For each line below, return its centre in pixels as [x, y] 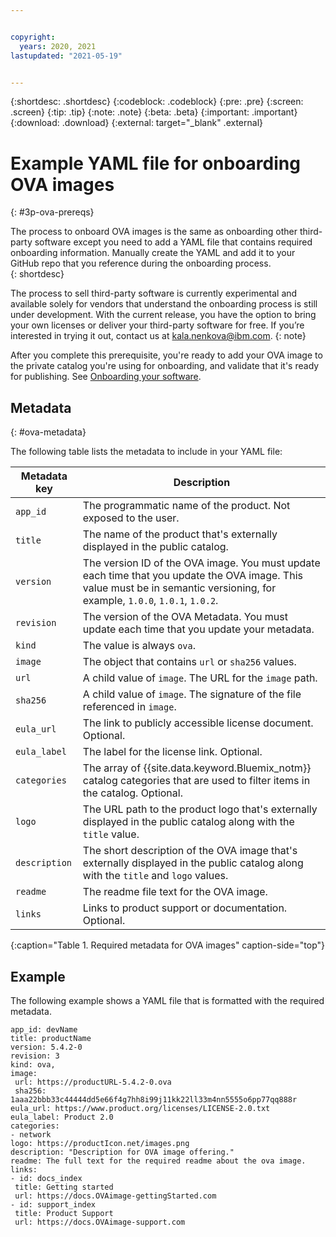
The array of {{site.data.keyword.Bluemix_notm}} [197, 768]
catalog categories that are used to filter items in [196, 781]
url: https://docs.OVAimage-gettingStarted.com [115, 1196]
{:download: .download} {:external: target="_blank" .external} [136, 123]
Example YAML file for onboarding [155, 163]
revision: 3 [35, 1056]
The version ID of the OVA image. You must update [201, 563]
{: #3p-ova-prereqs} [52, 212]
